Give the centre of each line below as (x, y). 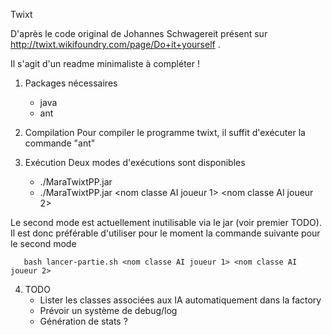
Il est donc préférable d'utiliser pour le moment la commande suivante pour (165, 233)
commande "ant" (60, 143)
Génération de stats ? (83, 321)
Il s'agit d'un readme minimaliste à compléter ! (105, 63)
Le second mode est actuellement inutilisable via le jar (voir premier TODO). (166, 222)
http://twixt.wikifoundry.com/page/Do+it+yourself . (115, 44)
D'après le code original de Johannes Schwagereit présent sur (139, 33)
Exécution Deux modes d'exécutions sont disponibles (135, 162)
